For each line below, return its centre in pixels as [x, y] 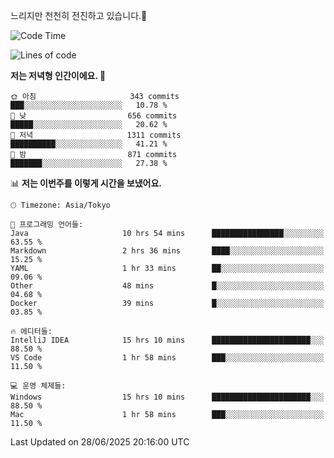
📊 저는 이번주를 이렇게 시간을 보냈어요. [86, 183]
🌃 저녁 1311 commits [96, 135]
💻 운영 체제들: [38, 386]
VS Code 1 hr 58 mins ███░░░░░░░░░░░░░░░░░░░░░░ [167, 358]
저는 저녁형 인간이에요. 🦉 [58, 75]
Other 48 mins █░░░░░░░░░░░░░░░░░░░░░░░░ [167, 286]
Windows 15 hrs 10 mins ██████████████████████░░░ [167, 397]
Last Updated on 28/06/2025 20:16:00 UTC [100, 442]
